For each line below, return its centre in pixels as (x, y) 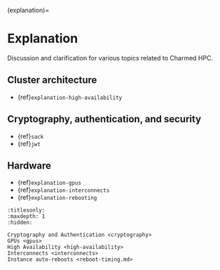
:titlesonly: (26, 210)
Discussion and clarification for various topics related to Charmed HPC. (110, 58)
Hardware (29, 166)
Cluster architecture (52, 80)
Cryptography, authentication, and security (104, 119)
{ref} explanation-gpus (49, 183)
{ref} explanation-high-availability (70, 97)
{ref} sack (30, 136)
